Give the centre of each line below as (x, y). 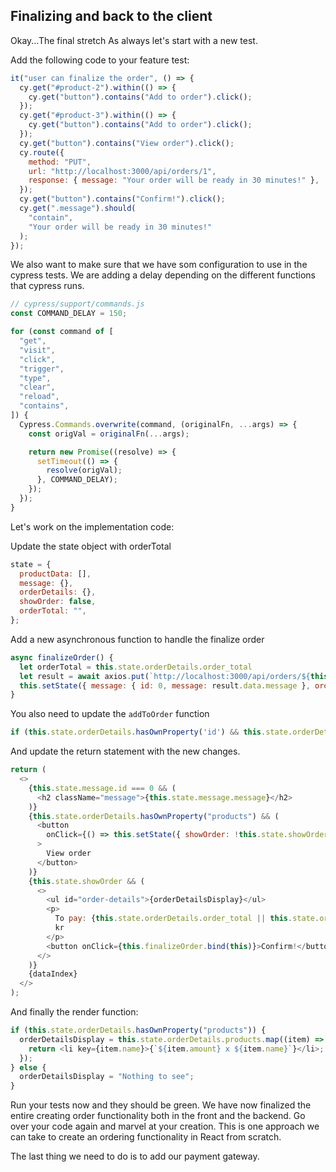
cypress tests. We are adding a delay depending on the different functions (163, 275)
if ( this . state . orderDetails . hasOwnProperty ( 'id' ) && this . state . (151, 732)
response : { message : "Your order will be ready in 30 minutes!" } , (174, 180)
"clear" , (37, 387)
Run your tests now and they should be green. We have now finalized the (161, 1105)
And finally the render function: (74, 1012)
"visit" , (37, 350)
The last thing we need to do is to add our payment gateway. (135, 1156)
